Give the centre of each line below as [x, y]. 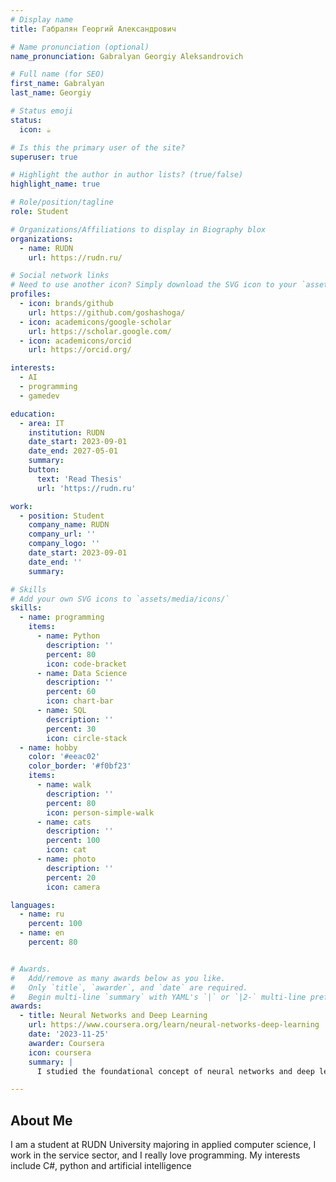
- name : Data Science [82, 673]
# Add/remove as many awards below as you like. [118, 978]
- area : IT [42, 423]
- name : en [42, 933]
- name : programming [62, 617]
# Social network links [60, 276]
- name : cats [64, 822]
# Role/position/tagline [62, 202]
